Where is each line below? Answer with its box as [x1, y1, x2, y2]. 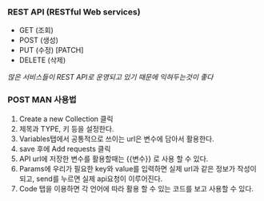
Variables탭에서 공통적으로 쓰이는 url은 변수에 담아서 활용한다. [18, 134, 214, 144]
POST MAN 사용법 [7, 94, 77, 105]
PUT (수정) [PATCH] [18, 45, 84, 55]
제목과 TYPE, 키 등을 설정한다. [18, 124, 114, 133]
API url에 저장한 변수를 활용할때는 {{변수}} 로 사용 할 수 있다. [18, 154, 209, 164]
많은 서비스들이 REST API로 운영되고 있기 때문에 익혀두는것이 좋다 [7, 73, 214, 82]
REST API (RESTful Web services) [7, 6, 141, 18]
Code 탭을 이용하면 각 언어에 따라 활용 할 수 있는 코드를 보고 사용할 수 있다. [18, 183, 254, 193]
